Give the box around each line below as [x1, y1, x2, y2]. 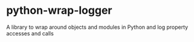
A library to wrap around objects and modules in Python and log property [6, 23, 189, 31]
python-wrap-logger [6, 4, 112, 17]
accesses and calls [6, 29, 54, 37]
